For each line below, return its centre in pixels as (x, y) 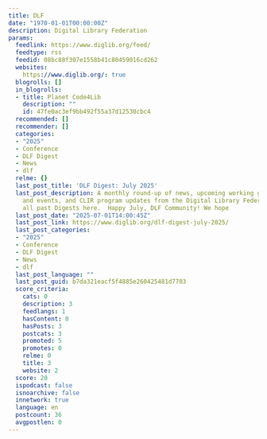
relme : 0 (37, 356)
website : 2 (41, 371)
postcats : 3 (42, 334)
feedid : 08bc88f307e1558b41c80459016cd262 (87, 60)
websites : (31, 68)
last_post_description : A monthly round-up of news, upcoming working (135, 193)
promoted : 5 (42, 341)
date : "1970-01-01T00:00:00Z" (58, 23)
